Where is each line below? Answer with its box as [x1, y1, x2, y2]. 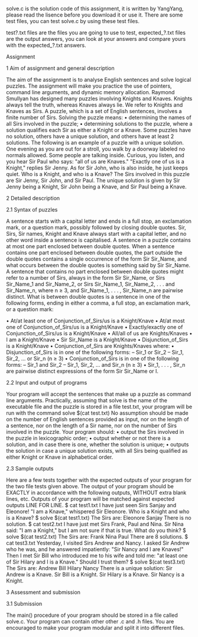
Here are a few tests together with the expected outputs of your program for [6, 476, 192, 484]
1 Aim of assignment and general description [6, 65, 115, 72]
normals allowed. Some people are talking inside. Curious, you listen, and [6, 152, 184, 159]
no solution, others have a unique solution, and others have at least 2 [6, 133, 174, 140]
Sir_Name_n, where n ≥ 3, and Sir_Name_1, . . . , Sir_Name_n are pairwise [6, 287, 183, 294]
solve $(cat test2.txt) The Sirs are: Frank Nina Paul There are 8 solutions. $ [6, 533, 189, 540]
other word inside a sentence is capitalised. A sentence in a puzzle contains [6, 236, 191, 244]
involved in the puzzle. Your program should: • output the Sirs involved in [6, 428, 184, 435]
